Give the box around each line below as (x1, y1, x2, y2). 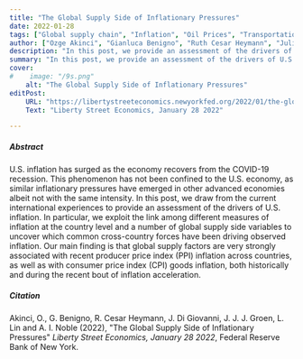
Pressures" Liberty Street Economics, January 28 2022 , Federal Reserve (9, 332, 280, 343)
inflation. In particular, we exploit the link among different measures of (9, 212, 270, 223)
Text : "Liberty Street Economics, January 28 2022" (25, 106, 224, 115)
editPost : (9, 88, 47, 97)
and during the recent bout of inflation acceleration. (9, 270, 201, 281)
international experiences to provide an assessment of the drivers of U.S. (9, 202, 281, 213)
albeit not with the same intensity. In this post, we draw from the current (9, 193, 277, 204)
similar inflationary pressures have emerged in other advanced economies (9, 183, 286, 194)
